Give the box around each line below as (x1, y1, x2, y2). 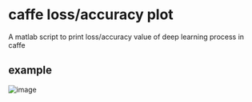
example (8, 64, 53, 77)
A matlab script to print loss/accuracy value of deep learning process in (8, 32, 245, 41)
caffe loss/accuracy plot (8, 6, 174, 24)
